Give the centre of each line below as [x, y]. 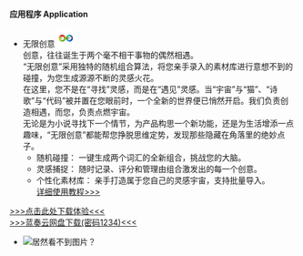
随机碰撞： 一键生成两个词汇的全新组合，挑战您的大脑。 [141, 158]
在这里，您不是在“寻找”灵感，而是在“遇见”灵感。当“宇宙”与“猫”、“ [146, 89]
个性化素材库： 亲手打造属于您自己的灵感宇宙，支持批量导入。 [153, 180]
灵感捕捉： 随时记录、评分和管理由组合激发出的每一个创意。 [149, 169]
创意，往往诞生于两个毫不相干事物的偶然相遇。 [110, 56]
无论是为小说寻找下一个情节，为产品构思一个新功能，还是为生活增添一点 [158, 124]
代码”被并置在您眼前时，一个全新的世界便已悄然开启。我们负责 [163, 101]
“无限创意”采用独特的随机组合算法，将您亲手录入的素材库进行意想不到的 [158, 67]
